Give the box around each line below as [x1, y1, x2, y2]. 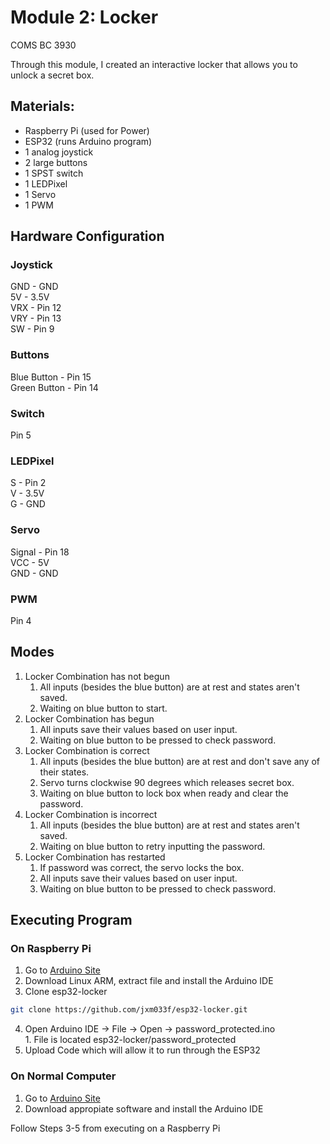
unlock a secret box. [10, 69, 95, 81]
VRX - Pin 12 [10, 302, 62, 314]
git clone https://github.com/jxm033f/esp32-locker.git [10, 1005, 248, 1015]
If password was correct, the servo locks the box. [39, 861, 245, 873]
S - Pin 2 [10, 477, 47, 489]
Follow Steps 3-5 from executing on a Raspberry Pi [10, 1122, 221, 1134]
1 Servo [24, 188, 57, 200]
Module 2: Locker [10, 6, 159, 29]
